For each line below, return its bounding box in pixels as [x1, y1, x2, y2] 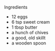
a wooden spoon [11, 40, 46, 46]
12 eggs [11, 14, 28, 19]
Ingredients [4, 4, 28, 10]
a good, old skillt [11, 35, 45, 41]
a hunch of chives [11, 30, 48, 35]
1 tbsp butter [11, 24, 37, 30]
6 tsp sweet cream [11, 19, 50, 25]
